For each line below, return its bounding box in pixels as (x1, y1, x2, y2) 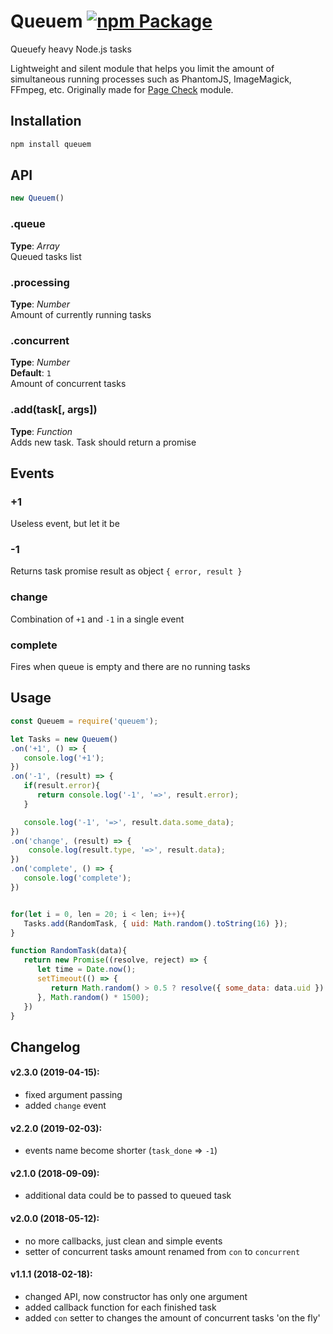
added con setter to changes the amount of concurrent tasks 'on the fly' (24, 1311, 321, 1324)
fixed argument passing (24, 1088, 123, 1100)
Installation (10, 113, 82, 130)
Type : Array (10, 240, 60, 252)
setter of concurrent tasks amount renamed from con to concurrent (24, 1245, 301, 1257)
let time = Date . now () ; (36, 965, 137, 975)
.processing (10, 275, 70, 289)
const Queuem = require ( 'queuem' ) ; (10, 716, 159, 726)
